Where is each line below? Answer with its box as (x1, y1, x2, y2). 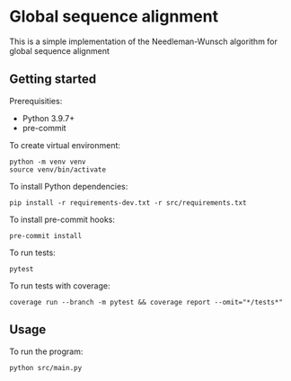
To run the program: (9, 346, 84, 357)
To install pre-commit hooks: (9, 214, 115, 225)
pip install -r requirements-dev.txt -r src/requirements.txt (9, 198, 247, 208)
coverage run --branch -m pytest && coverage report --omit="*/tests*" (9, 297, 283, 306)
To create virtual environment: (9, 139, 121, 150)
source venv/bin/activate (9, 164, 106, 174)
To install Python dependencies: (9, 181, 128, 191)
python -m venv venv (9, 157, 87, 166)
